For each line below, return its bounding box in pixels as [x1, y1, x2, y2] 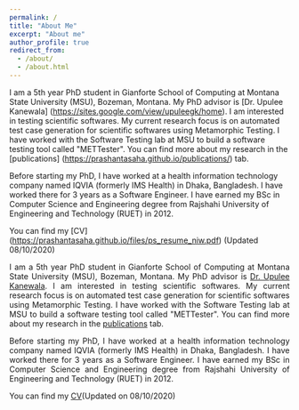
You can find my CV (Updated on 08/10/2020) [9, 390, 176, 401]
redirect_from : [9, 46, 66, 55]
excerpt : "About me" [9, 29, 86, 38]
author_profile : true [9, 37, 90, 47]
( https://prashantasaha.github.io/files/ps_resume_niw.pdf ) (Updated [9, 235, 259, 245]
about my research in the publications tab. [9, 318, 165, 329]
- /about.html [17, 63, 69, 72]
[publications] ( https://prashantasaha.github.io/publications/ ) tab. [9, 153, 249, 164]
